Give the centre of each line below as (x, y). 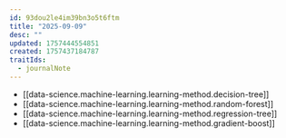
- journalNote (44, 69)
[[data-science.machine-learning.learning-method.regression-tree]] (150, 113)
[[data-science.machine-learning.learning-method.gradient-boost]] (148, 123)
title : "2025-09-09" (49, 26)
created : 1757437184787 (54, 52)
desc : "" (26, 34)
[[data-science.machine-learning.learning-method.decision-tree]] (146, 94)
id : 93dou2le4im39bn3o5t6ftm (64, 18)
